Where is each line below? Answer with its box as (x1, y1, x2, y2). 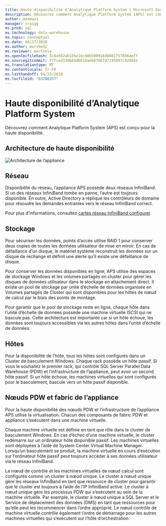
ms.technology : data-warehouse (5, 30, 70, 35)
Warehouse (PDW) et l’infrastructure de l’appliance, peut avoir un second (5, 368, 154, 374)
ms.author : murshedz (5, 44, 48, 49)
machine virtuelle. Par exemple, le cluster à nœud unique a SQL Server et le (5, 494, 159, 500)
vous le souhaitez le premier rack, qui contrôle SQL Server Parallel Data (5, 363, 151, 369)
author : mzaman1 (5, 16, 39, 21)
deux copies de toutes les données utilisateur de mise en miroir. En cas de (5, 243, 157, 249)
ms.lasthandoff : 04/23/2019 (5, 72, 63, 77)
